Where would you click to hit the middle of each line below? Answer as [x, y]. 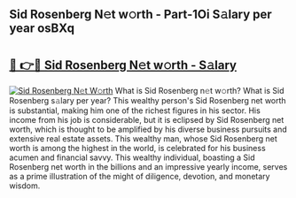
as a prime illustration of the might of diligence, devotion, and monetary [140, 176]
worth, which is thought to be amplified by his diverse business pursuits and [148, 129]
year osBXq [42, 29]
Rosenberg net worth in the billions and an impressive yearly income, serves [148, 167]
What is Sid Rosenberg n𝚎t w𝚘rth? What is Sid [200, 91]
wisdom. [25, 186]
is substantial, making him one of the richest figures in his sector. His [135, 110]
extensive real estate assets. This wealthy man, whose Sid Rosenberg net [143, 139]
